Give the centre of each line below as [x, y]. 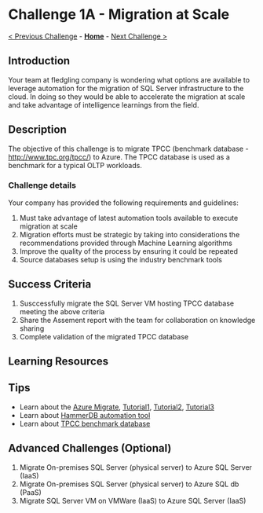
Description [37, 130]
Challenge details [42, 185]
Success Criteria [50, 284]
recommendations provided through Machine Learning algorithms [126, 243]
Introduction [39, 61]
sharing [32, 328]
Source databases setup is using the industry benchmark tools [121, 259]
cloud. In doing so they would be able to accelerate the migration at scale [127, 97]
